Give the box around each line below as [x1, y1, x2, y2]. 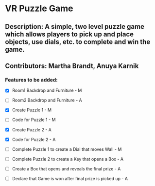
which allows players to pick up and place [5, 30, 134, 38]
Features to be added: [5, 76, 58, 83]
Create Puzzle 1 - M [12, 107, 52, 113]
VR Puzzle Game [5, 3, 73, 14]
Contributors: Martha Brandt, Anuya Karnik [5, 62, 139, 70]
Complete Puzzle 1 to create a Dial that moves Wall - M [12, 146, 122, 152]
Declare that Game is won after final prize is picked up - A [12, 175, 128, 181]
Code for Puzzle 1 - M [12, 117, 56, 123]
